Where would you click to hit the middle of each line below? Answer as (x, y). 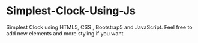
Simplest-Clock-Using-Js (71, 11)
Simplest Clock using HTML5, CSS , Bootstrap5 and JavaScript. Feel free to (100, 27)
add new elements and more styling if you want (65, 33)
